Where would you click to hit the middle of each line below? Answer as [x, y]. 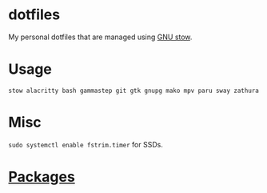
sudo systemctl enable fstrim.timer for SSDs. [86, 144]
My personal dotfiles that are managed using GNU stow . [100, 37]
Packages [42, 177]
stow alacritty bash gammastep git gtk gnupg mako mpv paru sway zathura [134, 90]
